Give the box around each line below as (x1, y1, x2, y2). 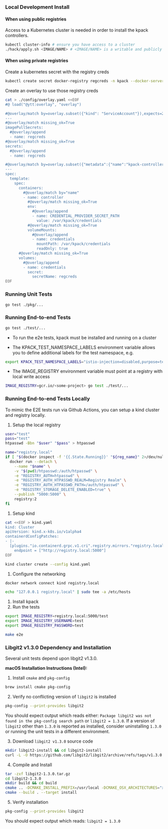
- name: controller (23, 195, 64, 200)
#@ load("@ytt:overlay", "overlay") (5, 102, 81, 107)
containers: (18, 185, 43, 190)
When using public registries (5, 16, 66, 22)
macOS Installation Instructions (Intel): (5, 665, 87, 671)
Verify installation (12, 799, 48, 805)
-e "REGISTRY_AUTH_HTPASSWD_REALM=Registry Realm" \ (14, 478, 126, 483)
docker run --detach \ (9, 459, 57, 464)
